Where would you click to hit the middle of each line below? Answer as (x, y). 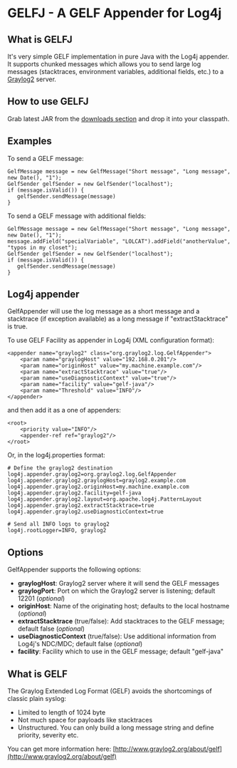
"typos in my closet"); (43, 247)
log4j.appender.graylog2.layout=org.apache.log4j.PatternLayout (105, 499)
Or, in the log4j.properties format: (56, 455)
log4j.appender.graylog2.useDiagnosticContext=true (85, 512)
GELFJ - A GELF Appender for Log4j (115, 13)
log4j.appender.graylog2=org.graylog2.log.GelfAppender (92, 474)
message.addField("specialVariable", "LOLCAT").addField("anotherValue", (119, 241)
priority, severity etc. (48, 735)
